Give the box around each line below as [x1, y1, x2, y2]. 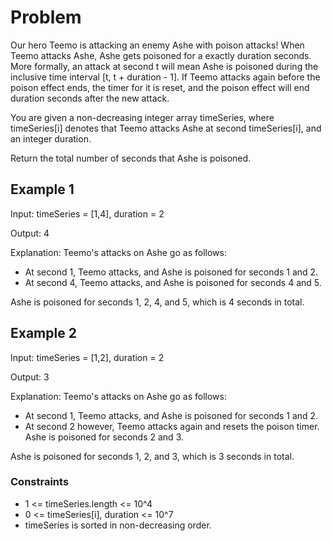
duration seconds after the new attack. [10, 92, 170, 104]
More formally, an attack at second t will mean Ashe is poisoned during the [10, 60, 319, 72]
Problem [10, 6, 82, 29]
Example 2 [10, 325, 77, 342]
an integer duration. [10, 132, 92, 145]
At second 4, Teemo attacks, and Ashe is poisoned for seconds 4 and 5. [24, 276, 322, 288]
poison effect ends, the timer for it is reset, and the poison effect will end [10, 81, 310, 93]
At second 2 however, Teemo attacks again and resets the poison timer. [24, 420, 320, 432]
